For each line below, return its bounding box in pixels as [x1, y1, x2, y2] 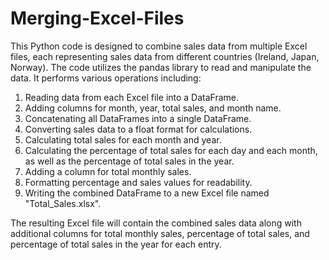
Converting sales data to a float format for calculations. [24, 123, 253, 135]
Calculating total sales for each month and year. [24, 133, 222, 146]
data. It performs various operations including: [10, 72, 202, 84]
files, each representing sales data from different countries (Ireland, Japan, [10, 50, 320, 62]
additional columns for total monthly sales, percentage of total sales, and [10, 227, 310, 239]
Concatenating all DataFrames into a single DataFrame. [24, 112, 252, 124]
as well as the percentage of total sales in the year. [24, 155, 235, 167]
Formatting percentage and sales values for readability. [24, 176, 253, 188]
